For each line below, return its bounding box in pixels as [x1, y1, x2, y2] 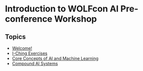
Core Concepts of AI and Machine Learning [12, 56, 99, 61]
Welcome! [12, 46, 32, 51]
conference [5, 13, 53, 24]
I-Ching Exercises [12, 50, 47, 56]
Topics [5, 33, 26, 41]
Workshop [54, 13, 97, 24]
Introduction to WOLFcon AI [5, 3, 119, 14]
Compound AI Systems [12, 61, 58, 66]
